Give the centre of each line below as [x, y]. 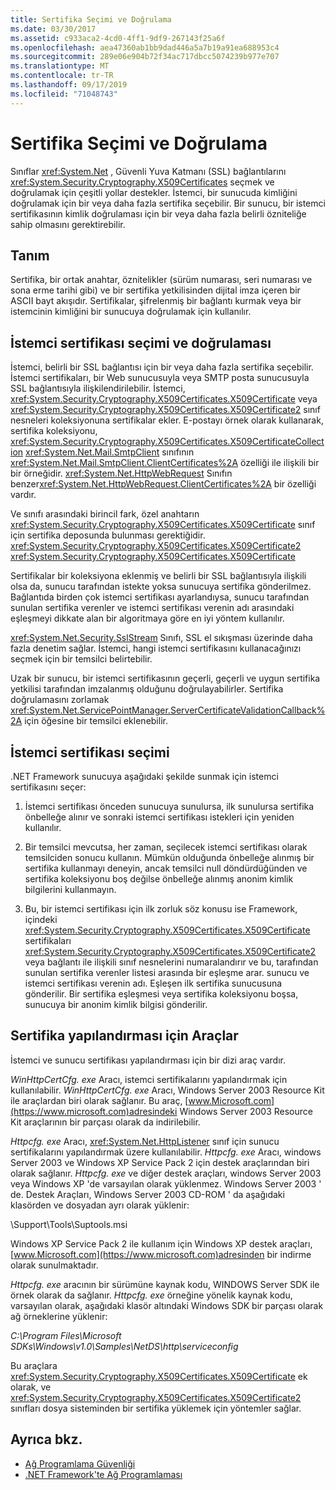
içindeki [41, 919]
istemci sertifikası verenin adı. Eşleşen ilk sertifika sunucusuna [153, 983]
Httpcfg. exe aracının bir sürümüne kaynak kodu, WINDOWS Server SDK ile [165, 1284]
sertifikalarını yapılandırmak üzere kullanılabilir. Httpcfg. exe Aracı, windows [166, 1152]
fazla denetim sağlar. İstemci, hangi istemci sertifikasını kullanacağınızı [156, 648]
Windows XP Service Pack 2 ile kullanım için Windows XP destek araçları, [161, 1243]
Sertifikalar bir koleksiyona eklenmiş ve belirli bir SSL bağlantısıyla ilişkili [158, 576]
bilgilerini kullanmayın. [70, 889]
